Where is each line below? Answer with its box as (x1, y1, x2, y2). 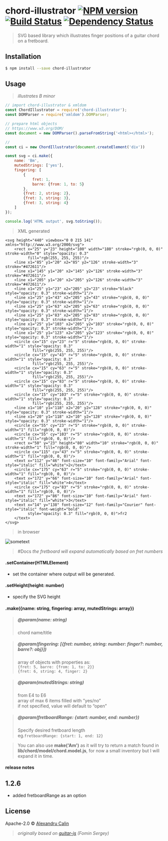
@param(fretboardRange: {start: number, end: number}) (17, 715, 140, 721)
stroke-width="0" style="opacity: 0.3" (5, 251, 89, 256)
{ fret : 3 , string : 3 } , (23, 196, 71, 201)
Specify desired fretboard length (17, 727, 86, 733)
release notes (5, 764, 35, 770)
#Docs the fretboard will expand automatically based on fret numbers (17, 548, 163, 554)
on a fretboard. (17, 38, 49, 44)
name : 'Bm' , (14, 158, 39, 163)
